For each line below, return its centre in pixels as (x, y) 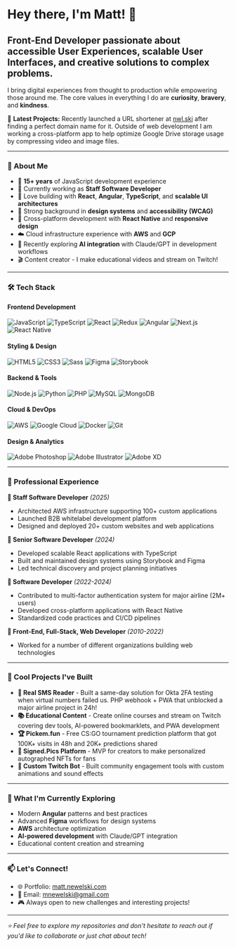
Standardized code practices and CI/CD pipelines (89, 618)
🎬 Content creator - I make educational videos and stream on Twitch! (118, 260)
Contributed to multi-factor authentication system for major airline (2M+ (122, 595)
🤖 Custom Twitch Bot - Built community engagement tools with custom (121, 765)
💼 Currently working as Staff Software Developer (89, 189)
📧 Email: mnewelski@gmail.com (63, 895)
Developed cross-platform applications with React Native (100, 610)
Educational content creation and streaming (81, 844)
